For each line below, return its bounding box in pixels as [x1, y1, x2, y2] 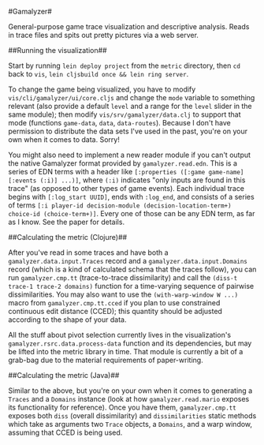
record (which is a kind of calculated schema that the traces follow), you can [8, 264, 257, 274]
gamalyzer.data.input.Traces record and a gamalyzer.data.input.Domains [8, 256, 248, 265]
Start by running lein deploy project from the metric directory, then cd [8, 61, 240, 70]
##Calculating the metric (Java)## [8, 371, 120, 380]
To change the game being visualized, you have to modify [8, 84, 196, 94]
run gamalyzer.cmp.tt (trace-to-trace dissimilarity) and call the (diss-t [8, 273, 238, 282]
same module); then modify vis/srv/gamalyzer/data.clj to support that [8, 110, 241, 119]
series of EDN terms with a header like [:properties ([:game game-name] [8, 167, 244, 176]
